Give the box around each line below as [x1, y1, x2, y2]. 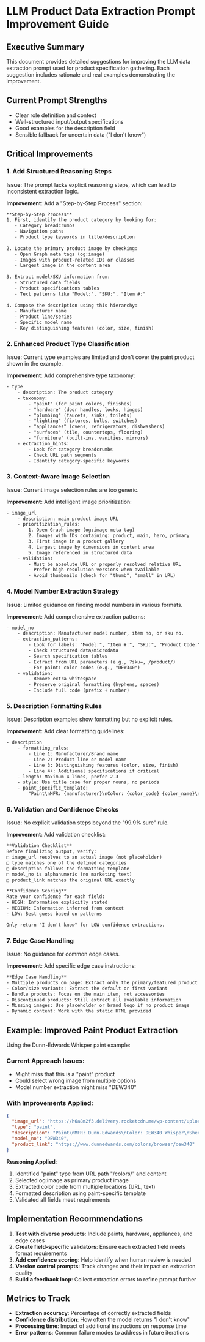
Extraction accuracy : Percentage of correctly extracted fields [15, 1310, 171, 1317]
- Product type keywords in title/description [14, 234, 135, 240]
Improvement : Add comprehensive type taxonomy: [6, 372, 135, 379]
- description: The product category [17, 390, 113, 396]
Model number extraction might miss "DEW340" [15, 1084, 137, 1091]
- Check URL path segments [28, 452, 97, 458]
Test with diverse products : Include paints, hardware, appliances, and [15, 1230, 193, 1237]
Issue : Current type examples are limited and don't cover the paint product [6, 353, 195, 361]
